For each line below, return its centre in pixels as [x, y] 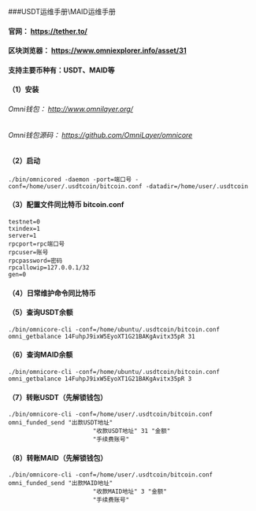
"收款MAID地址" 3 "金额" [130, 492]
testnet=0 [24, 222]
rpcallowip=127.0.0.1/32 [49, 268]
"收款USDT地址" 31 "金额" [132, 431]
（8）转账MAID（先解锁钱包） [58, 457]
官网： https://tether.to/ [48, 31]
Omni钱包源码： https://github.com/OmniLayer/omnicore [100, 135]
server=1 [22, 235]
